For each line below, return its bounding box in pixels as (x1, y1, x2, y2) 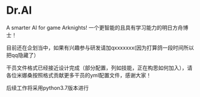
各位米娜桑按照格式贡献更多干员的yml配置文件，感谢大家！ (6, 71, 151, 79)
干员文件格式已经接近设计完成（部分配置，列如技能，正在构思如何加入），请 (6, 64, 193, 71)
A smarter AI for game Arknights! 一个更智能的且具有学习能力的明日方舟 (6, 24, 184, 31)
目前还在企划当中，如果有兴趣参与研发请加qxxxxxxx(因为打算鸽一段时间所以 (6, 44, 195, 51)
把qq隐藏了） (6, 51, 40, 58)
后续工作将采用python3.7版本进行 (6, 84, 89, 91)
